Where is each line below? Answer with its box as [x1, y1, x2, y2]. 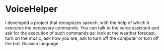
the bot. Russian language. [5, 40, 60, 46]
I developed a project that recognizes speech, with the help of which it [5, 20, 150, 25]
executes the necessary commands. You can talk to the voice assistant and [5, 25, 160, 30]
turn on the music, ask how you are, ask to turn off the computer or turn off [5, 35, 159, 41]
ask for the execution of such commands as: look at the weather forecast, [5, 30, 157, 36]
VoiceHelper [5, 3, 58, 15]
